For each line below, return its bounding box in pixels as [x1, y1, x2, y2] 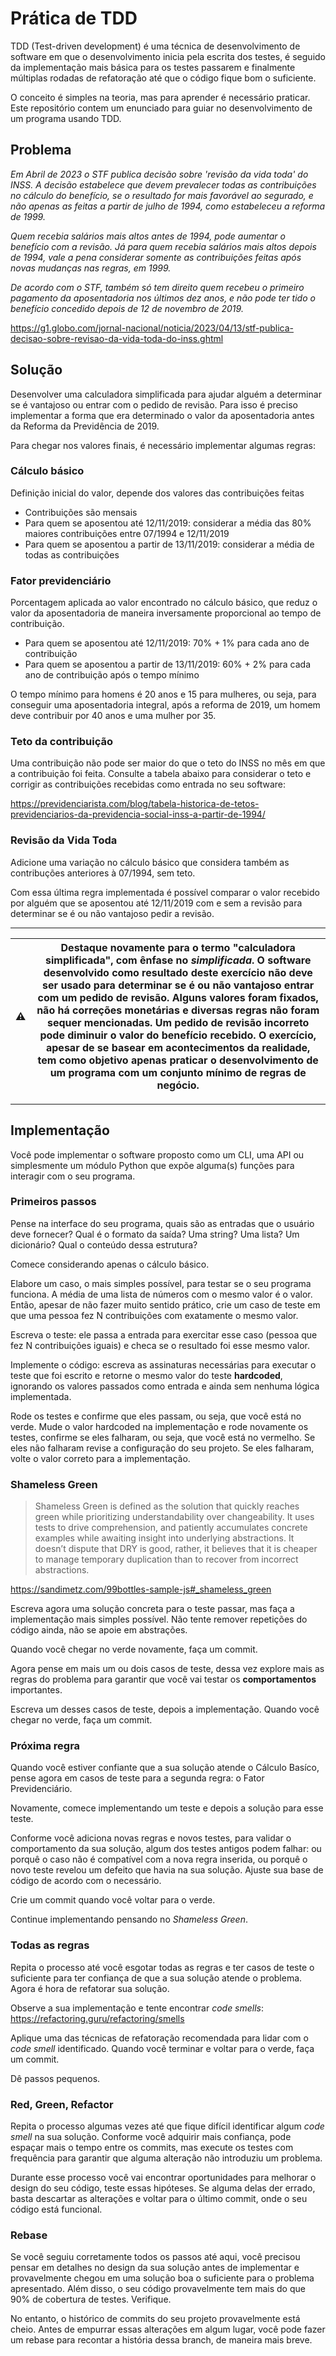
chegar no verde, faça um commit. [10, 1714, 153, 1726]
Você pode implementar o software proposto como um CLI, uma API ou [10, 1148, 305, 1161]
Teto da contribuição [10, 735, 114, 749]
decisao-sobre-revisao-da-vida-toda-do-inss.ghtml [10, 332, 224, 344]
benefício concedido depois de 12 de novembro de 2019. [10, 302, 244, 314]
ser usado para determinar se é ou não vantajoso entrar [42, 978, 315, 992]
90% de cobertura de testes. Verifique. [10, 2293, 172, 2306]
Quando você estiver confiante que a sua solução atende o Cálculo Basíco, [10, 1762, 320, 1774]
